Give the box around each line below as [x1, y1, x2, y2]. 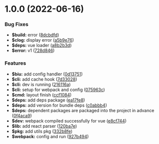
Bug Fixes [4, 21, 29, 28]
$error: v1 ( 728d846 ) [11, 48, 55, 53]
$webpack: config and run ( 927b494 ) [11, 133, 89, 139]
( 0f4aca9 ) [11, 113, 32, 119]
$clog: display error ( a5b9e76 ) [11, 37, 74, 43]
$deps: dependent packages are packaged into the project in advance [11, 107, 155, 113]
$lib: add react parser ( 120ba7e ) [11, 123, 77, 129]
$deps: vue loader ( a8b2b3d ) [11, 43, 72, 48]
